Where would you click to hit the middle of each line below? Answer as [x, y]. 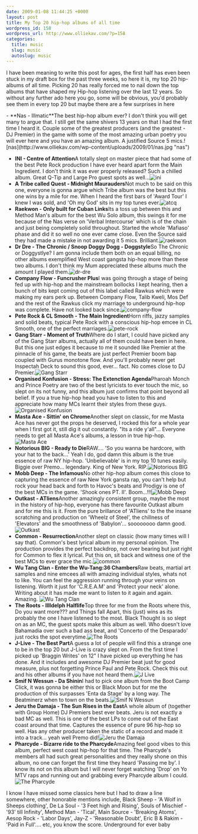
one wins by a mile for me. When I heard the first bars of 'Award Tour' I [101, 196]
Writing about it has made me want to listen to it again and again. [93, 592]
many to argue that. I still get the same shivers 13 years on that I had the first [99, 121]
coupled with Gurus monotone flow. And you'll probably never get [95, 360]
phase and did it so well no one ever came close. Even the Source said [101, 234]
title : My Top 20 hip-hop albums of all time [63, 23]
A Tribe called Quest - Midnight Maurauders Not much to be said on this [103, 184]
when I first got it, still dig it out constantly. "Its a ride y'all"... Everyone [100, 429]
